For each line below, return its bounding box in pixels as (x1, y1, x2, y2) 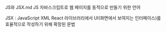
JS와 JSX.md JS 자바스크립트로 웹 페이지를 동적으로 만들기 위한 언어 (5, 4, 141, 10)
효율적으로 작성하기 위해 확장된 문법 (5, 21, 75, 27)
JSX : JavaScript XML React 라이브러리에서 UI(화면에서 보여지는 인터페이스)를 (5, 15, 161, 21)
